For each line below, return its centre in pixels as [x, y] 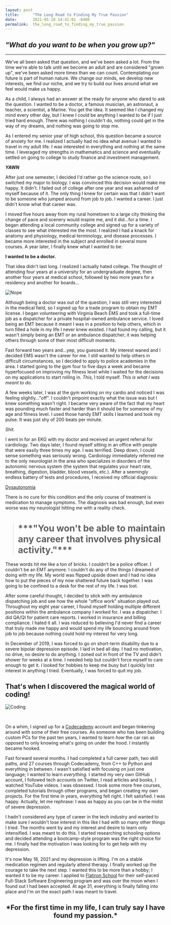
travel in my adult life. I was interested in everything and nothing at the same [85, 147]
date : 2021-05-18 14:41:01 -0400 [48, 19]
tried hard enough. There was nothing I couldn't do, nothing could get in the [85, 121]
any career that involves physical [89, 539]
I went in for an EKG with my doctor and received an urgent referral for [79, 439]
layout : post [19, 10]
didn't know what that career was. [41, 204]
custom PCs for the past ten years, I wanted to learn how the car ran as [80, 737]
